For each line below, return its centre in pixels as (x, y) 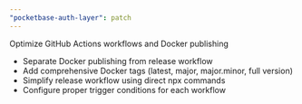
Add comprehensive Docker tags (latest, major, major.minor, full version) (157, 71)
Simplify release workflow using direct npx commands (124, 80)
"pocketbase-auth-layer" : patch (70, 18)
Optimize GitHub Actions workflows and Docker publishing (119, 43)
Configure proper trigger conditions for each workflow (124, 90)
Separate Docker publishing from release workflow (117, 61)
